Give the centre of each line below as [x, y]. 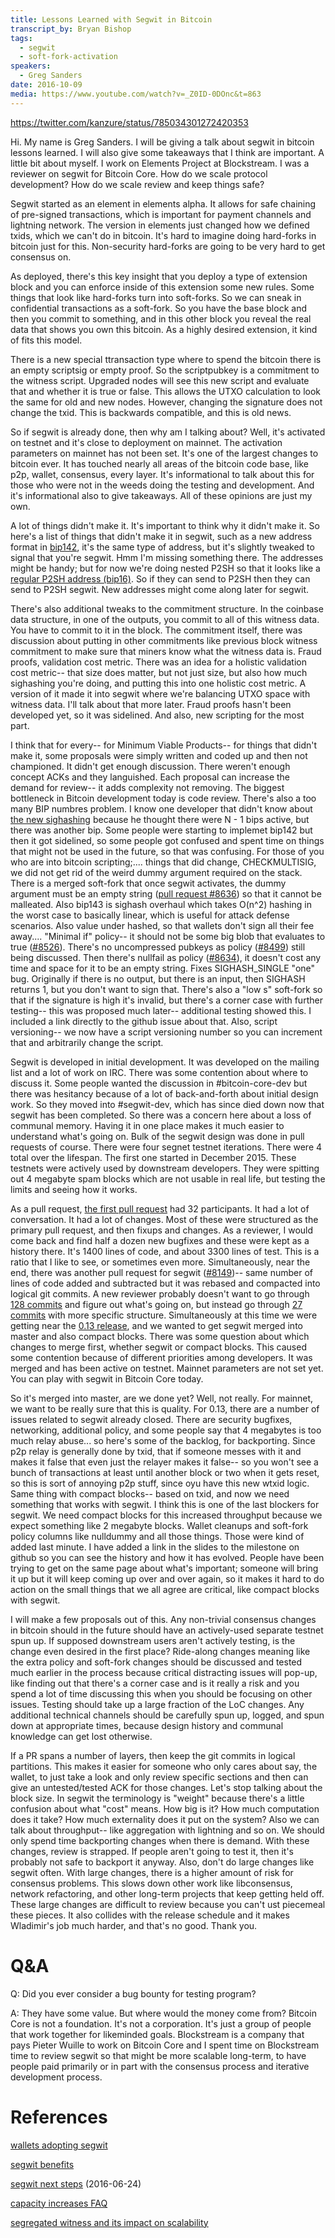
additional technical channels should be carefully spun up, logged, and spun [167, 1715]
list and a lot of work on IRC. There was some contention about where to [159, 1072]
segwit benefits [42, 2164]
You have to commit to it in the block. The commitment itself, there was [156, 630]
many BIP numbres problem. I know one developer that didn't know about [161, 808]
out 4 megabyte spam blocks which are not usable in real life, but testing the [168, 1178]
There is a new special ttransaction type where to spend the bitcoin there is [166, 359]
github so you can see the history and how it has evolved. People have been [167, 1557]
